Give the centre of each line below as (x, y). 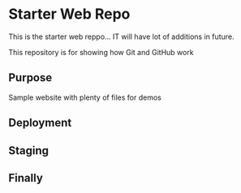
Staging (29, 150)
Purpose (30, 78)
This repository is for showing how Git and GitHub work (101, 52)
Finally (26, 178)
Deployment (40, 123)
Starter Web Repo (69, 14)
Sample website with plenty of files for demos (85, 97)
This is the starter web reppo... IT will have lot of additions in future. (121, 36)
